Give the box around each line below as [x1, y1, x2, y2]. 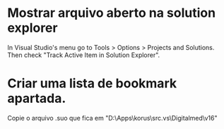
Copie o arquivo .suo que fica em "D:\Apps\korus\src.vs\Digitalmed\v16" [7, 113, 218, 122]
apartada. [7, 90, 66, 106]
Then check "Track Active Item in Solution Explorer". [7, 51, 160, 59]
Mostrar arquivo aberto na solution [7, 5, 216, 21]
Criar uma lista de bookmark [7, 75, 177, 92]
